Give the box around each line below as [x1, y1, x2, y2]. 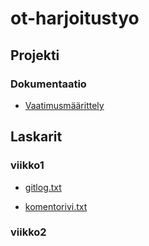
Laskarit [10, 128, 63, 146]
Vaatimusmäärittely [24, 99, 105, 111]
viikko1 [10, 158, 45, 172]
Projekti [10, 47, 60, 64]
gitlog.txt [24, 181, 62, 193]
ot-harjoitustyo [10, 7, 140, 30]
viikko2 [10, 225, 47, 239]
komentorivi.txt [24, 200, 88, 212]
